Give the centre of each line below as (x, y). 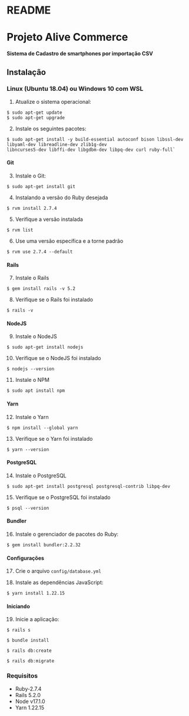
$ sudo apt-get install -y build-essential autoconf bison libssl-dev (95, 139)
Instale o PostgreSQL (41, 476)
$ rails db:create (29, 651)
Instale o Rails (32, 278)
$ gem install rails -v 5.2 (41, 289)
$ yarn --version (28, 449)
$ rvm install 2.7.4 (32, 209)
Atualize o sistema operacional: (53, 101)
